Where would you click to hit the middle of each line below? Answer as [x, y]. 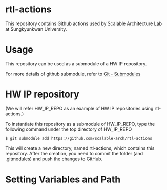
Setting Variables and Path [63, 179]
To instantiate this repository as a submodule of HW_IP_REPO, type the [80, 124]
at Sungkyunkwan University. [36, 29]
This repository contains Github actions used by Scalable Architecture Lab [84, 23]
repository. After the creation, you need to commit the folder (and [74, 153]
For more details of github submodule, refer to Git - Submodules [73, 74]
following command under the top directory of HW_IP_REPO [69, 129]
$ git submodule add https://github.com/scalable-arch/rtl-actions [79, 138]
